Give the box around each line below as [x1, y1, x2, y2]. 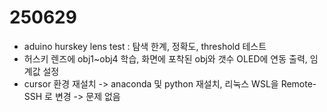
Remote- [280, 77, 317, 90]
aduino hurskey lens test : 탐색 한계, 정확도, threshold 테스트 [23, 40, 267, 52]
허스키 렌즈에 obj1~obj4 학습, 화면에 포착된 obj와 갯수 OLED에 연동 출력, [23, 52, 308, 65]
